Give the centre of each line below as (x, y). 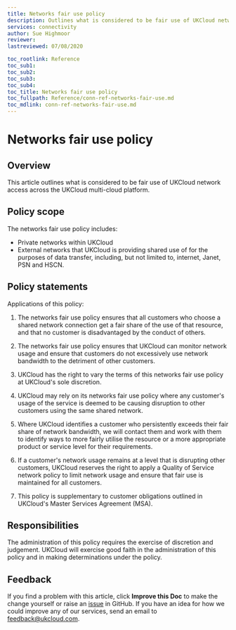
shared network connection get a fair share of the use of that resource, (120, 324)
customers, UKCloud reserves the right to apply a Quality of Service (116, 467)
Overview (29, 165)
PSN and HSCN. (41, 265)
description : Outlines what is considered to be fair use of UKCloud (111, 20)
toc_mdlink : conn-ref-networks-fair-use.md (72, 105)
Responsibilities (43, 526)
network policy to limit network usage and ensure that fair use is (110, 475)
